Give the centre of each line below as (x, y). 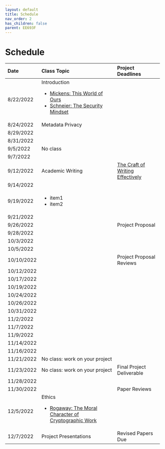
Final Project (132, 367)
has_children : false (26, 23)
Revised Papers (135, 433)
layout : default (22, 10)
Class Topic (55, 71)
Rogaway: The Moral (73, 408)
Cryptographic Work (73, 420)
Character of (65, 415)
